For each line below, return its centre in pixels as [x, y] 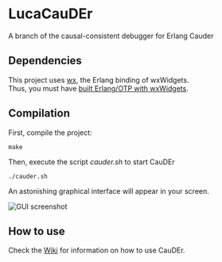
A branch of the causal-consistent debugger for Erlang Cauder [111, 36]
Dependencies [45, 61]
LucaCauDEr [51, 14]
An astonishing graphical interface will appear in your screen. [109, 191]
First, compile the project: [51, 133]
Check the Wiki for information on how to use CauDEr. [97, 250]
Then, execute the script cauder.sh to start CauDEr [92, 162]
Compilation [39, 113]
